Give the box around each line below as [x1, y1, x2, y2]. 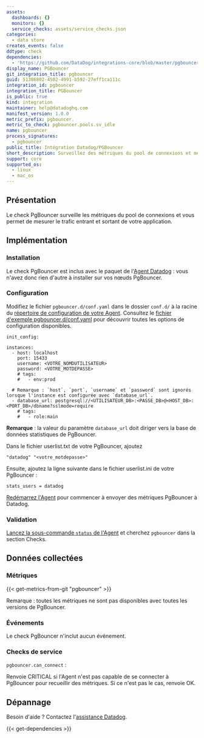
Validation [6, 515, 38, 524]
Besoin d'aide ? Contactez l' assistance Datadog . [6, 713, 127, 720]
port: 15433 [17, 355, 47, 361]
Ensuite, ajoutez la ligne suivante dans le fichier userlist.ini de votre [6, 465, 174, 472]
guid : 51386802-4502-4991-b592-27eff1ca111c [6, 77, 121, 83]
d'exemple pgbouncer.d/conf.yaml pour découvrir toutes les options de [6, 315, 185, 323]
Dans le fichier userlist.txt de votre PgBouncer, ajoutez [6, 442, 143, 449]
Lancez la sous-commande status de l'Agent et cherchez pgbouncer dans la [6, 529, 195, 536]
